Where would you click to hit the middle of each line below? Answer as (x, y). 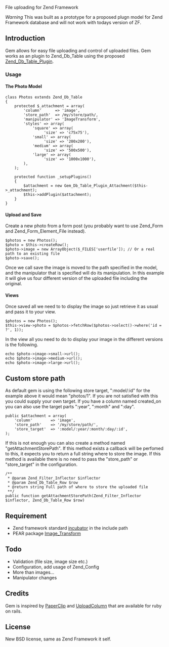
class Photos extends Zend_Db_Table (44, 97)
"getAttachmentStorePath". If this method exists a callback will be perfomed (84, 448)
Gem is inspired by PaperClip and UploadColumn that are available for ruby (83, 606)
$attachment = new (43, 186)
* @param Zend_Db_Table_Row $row (43, 483)
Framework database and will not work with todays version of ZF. (73, 23)
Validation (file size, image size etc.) (50, 562)
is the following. (22, 345)
